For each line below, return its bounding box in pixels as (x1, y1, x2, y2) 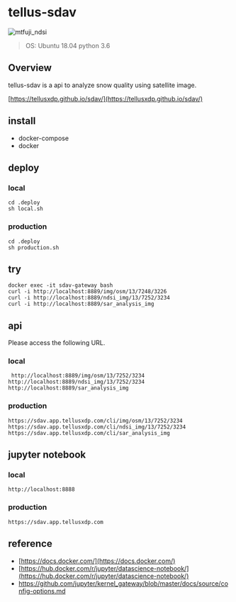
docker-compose (18, 134, 69, 142)
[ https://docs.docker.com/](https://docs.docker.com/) (18, 557, 176, 565)
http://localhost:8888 (8, 486, 75, 493)
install (8, 115, 36, 127)
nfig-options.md (18, 586, 66, 595)
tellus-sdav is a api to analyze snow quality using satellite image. (8, 81, 197, 89)
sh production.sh (8, 244, 60, 251)
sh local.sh (8, 205, 43, 212)
